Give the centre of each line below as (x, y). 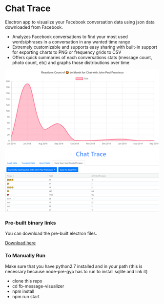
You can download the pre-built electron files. (51, 233)
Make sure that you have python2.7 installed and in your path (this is (74, 266)
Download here (20, 243)
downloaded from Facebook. (34, 27)
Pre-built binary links (31, 223)
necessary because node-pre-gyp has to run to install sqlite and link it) (76, 271)
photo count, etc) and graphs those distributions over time (71, 62)
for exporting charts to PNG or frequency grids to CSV (67, 52)
